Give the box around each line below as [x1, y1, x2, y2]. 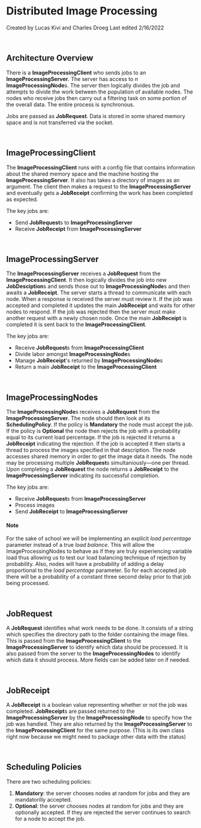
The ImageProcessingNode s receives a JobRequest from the [6, 408, 160, 415]
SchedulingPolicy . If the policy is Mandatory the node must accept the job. [6, 421, 194, 428]
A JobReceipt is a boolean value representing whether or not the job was [6, 701, 188, 709]
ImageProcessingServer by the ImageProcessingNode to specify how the [6, 714, 192, 721]
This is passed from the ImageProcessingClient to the [6, 637, 142, 645]
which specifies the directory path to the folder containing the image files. [6, 631, 189, 638]
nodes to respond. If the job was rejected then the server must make [6, 308, 176, 315]
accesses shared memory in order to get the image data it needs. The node [6, 453, 193, 460]
